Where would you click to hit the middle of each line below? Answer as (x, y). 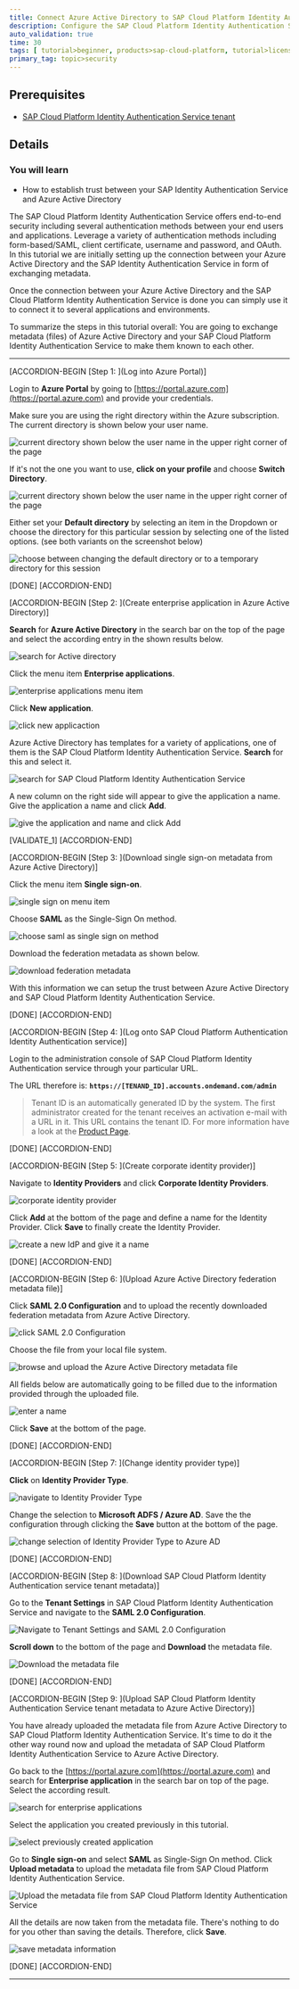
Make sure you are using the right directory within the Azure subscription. (145, 415)
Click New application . (51, 708)
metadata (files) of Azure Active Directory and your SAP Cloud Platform (140, 336)
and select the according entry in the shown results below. (117, 639)
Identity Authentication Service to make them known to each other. (132, 345)
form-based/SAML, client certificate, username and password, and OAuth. (145, 244)
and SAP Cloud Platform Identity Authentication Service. (112, 997)
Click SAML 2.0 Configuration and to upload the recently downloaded (138, 1305)
